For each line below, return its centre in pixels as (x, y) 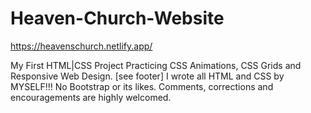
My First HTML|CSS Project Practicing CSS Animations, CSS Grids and (156, 65)
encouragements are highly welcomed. (91, 97)
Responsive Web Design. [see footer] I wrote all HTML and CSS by (147, 76)
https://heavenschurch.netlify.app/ (81, 46)
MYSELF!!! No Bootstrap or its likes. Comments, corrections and (142, 86)
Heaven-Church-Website (117, 18)
